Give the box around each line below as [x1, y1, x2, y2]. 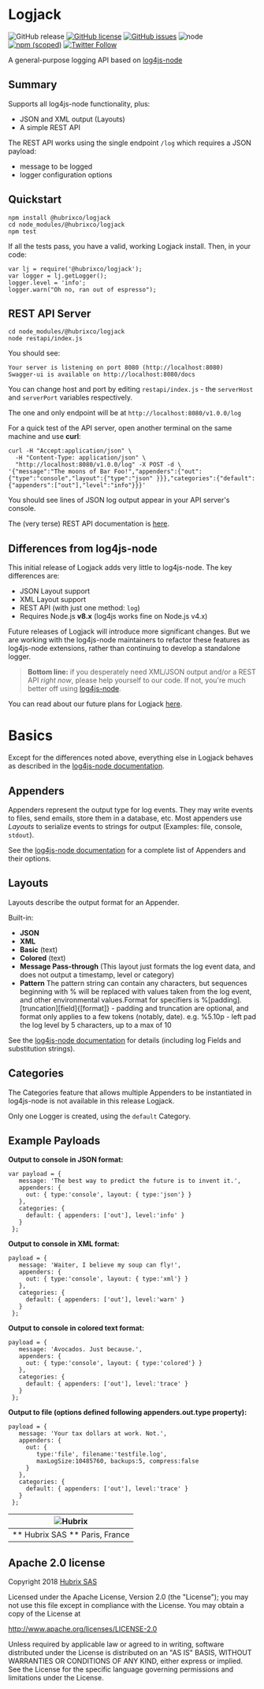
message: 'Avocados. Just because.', [18, 1345, 143, 1353]
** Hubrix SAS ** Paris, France [12, 1529, 130, 1540]
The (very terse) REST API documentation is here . [8, 519, 169, 529]
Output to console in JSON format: [8, 1155, 124, 1164]
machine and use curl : [8, 432, 81, 441]
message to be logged [19, 162, 93, 171]
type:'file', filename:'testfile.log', [36, 1450, 168, 1459]
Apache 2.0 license [8, 1556, 106, 1569]
